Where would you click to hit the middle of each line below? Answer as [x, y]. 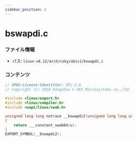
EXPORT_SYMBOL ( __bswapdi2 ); [33, 134]
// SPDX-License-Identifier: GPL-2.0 [43, 85]
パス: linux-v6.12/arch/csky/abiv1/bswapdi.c [58, 61]
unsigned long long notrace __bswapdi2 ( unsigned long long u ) [69, 116]
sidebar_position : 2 [26, 9]
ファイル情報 [20, 49]
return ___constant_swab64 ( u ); [45, 125]
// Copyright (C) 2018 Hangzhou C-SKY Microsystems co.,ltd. [68, 90]
